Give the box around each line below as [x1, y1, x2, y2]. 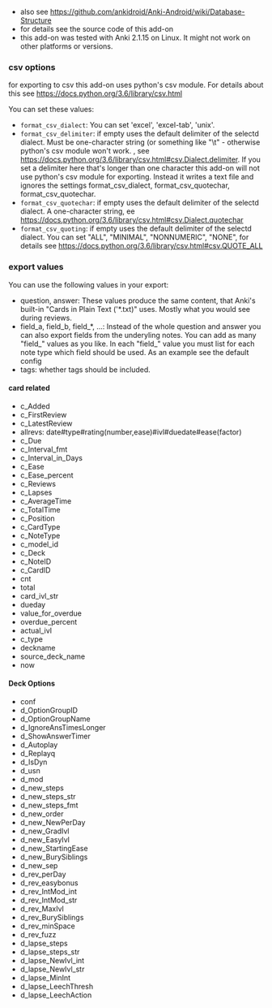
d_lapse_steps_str [19, 947, 80, 957]
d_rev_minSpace [19, 921, 75, 931]
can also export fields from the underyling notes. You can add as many [19, 330, 257, 340]
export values [8, 262, 64, 273]
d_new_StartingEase [19, 844, 88, 853]
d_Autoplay [19, 740, 58, 750]
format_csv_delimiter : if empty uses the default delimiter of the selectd [19, 129, 259, 139]
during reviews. [19, 313, 73, 322]
